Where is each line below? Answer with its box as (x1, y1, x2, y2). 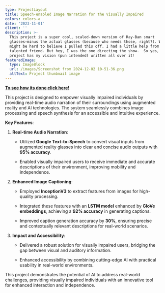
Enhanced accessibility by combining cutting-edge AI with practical (19, 257, 156, 262)
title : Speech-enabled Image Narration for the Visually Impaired (5, 12, 144, 17)
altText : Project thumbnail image (9, 71, 80, 76)
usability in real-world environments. (19, 262, 94, 268)
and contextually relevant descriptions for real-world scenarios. (19, 223, 148, 229)
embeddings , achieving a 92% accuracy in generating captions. (19, 208, 151, 214)
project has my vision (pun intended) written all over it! (9, 53, 135, 58)
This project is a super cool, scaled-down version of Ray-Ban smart (9, 35, 155, 40)
